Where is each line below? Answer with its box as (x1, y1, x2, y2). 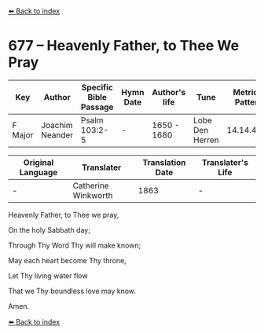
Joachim (40, 119, 73, 130)
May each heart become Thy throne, (8, 255, 127, 265)
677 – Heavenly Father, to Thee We (8, 37, 240, 55)
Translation (142, 156, 186, 167)
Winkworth (72, 189, 113, 200)
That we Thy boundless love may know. (8, 286, 136, 295)
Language (19, 167, 58, 178)
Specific (81, 82, 114, 93)
